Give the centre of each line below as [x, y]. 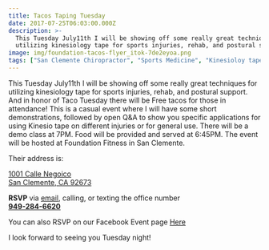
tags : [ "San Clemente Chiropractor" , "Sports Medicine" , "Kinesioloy [127, 61]
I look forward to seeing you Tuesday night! [80, 237]
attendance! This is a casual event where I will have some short [113, 108]
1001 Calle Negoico [40, 174]
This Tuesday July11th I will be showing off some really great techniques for [133, 83]
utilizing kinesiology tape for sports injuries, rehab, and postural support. [128, 91]
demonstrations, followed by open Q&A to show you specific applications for [134, 117]
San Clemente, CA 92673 [50, 182]
